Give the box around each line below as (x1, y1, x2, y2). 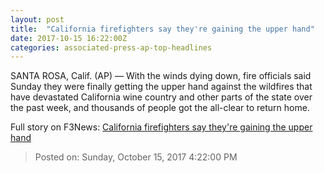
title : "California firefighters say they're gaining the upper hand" (10, 24, 315, 34)
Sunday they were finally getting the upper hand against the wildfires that (10, 81, 313, 93)
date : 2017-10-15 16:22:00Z (10, 33, 128, 43)
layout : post (10, 14, 65, 25)
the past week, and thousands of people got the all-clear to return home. (10, 102, 310, 114)
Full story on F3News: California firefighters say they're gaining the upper (10, 121, 313, 133)
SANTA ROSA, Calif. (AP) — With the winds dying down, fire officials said (10, 70, 312, 82)
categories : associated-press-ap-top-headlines (10, 42, 213, 53)
